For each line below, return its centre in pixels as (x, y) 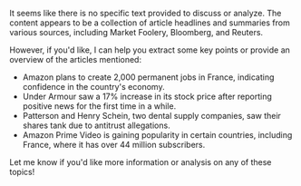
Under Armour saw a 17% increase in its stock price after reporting (147, 96)
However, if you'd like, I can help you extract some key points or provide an (150, 50)
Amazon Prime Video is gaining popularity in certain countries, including (157, 135)
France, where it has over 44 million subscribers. (114, 145)
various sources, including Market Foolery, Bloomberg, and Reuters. (136, 32)
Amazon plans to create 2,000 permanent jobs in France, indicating (148, 77)
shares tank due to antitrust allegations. (96, 125)
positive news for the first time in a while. (99, 106)
